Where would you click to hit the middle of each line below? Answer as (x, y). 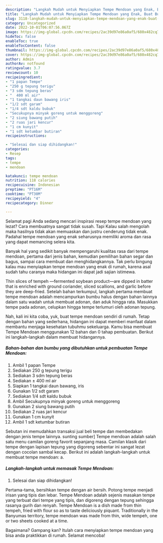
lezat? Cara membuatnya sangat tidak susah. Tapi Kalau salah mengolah (77, 226)
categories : (17, 149)
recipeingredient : (24, 77)
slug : (11, 18)
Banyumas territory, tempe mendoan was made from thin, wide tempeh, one (81, 516)
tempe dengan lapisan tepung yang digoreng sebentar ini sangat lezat (75, 447)
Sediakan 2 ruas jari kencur (40, 412)
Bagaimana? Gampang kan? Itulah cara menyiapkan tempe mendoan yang (80, 530)
